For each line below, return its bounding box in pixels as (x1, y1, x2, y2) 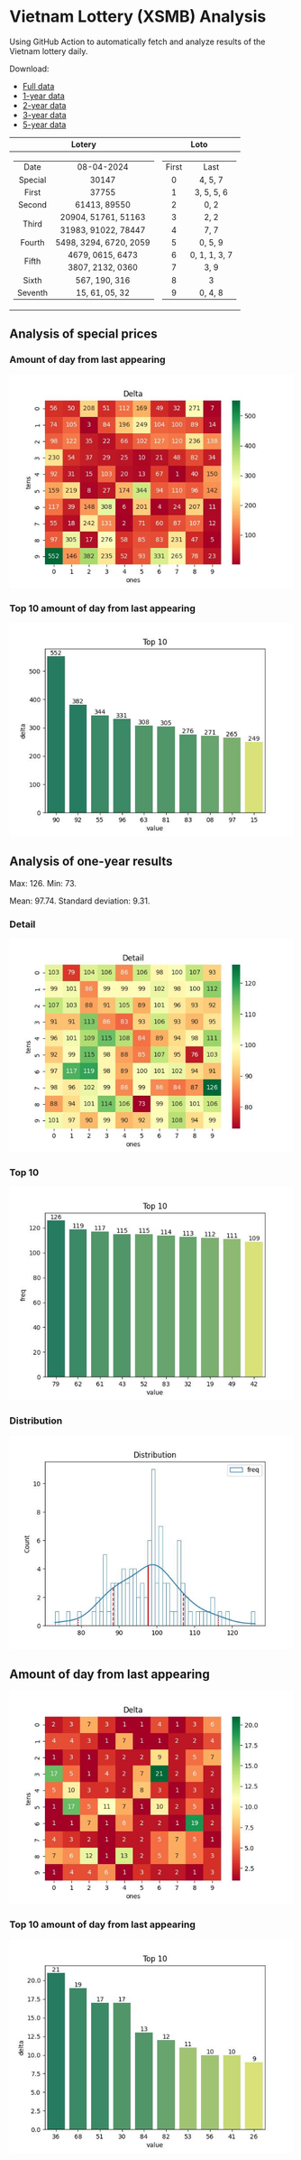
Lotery (70, 139, 96, 150)
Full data (22, 80, 55, 91)
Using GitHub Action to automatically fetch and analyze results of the (9, 36, 266, 47)
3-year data (22, 109, 67, 120)
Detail (9, 918, 36, 931)
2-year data (22, 99, 67, 110)
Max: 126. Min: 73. (9, 877, 77, 888)
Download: (9, 63, 50, 74)
